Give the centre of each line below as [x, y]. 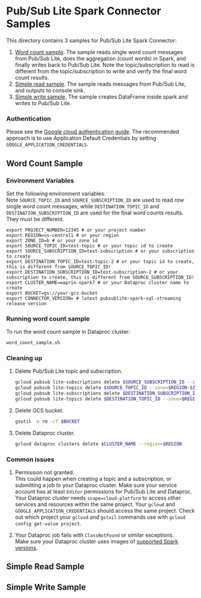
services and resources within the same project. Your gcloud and [95, 504]
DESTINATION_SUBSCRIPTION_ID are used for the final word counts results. [95, 213]
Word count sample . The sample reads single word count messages [99, 52]
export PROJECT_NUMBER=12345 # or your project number [76, 230]
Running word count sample [48, 318]
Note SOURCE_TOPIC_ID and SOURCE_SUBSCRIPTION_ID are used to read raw [95, 200]
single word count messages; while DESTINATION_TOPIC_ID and [83, 206]
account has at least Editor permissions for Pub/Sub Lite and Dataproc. [103, 491]
